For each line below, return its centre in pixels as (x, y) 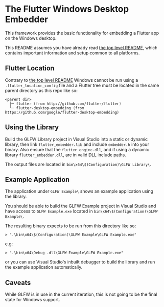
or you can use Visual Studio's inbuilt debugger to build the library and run (80, 262)
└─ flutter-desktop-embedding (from (47, 108)
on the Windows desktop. (31, 38)
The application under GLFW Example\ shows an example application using (79, 191)
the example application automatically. (44, 267)
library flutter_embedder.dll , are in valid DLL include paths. (66, 155)
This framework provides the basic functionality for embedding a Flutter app (82, 33)
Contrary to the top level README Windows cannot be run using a (72, 80)
